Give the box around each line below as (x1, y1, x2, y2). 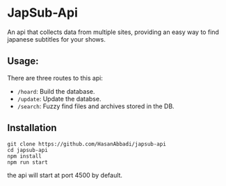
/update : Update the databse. (17, 94, 102, 103)
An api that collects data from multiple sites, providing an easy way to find (7, 28, 219, 36)
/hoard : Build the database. (17, 87, 95, 95)
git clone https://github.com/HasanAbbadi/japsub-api (7, 140, 167, 147)
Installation (7, 122, 57, 134)
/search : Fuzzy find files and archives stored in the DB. (17, 102, 175, 110)
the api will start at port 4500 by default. (7, 171, 123, 179)
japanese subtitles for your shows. (7, 35, 106, 43)
